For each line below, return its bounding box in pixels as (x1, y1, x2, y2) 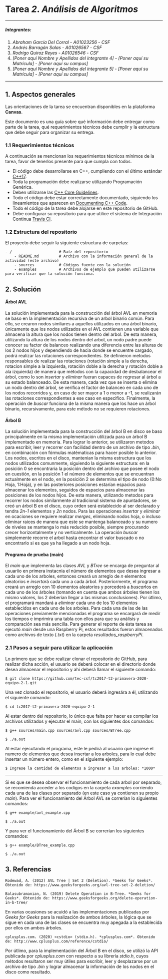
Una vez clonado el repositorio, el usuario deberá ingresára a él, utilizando (5, 689, 158, 695)
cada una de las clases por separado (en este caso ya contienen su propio (5, 790, 159, 796)
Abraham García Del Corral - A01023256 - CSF (12, 39, 110, 45)
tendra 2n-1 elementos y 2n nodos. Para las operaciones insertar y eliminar (5, 508, 160, 514)
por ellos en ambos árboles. (5, 925, 62, 931)
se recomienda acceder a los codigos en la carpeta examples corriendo (5, 784, 153, 790)
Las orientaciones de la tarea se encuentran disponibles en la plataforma (5, 104, 155, 110)
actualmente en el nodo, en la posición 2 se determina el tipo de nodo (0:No (5, 476, 162, 482)
